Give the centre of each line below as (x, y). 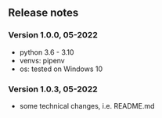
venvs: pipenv (42, 60)
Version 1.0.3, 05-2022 (53, 89)
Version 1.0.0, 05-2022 (53, 35)
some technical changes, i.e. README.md (87, 105)
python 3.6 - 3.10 (47, 52)
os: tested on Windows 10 (61, 69)
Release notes (43, 13)
